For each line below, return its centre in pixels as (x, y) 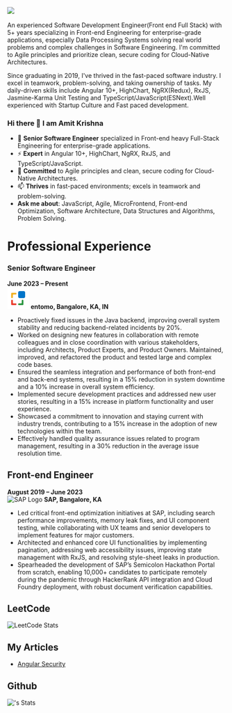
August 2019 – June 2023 (45, 492)
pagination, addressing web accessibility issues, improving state (109, 549)
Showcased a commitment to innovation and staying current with (110, 416)
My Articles (33, 647)
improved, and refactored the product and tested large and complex (114, 357)
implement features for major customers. (76, 535)
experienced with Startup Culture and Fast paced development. (98, 105)
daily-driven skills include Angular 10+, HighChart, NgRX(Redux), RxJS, (109, 90)
